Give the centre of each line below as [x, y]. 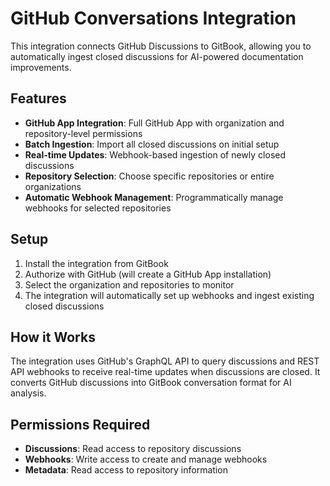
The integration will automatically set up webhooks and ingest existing [169, 295]
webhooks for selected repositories [98, 208]
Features [38, 98]
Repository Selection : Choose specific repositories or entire [149, 176]
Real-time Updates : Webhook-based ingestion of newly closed [155, 154]
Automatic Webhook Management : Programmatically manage [154, 197]
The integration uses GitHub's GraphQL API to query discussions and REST [165, 361]
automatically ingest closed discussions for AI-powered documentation [157, 56]
